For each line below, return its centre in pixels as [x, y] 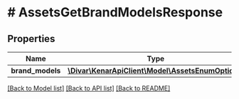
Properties [31, 39]
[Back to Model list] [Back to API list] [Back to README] [89, 88]
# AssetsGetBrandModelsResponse [115, 12]
